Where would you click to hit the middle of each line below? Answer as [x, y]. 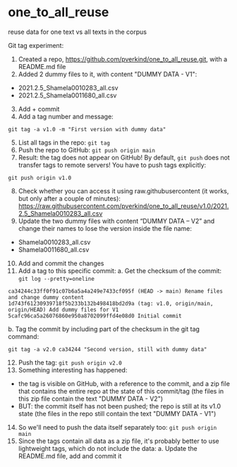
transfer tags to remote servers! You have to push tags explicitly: [112, 165]
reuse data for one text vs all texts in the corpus [78, 32]
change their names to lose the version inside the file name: [105, 228]
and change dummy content [46, 297]
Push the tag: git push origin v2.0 [70, 362]
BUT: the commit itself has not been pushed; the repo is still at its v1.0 [120, 406]
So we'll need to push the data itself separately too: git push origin [117, 427]
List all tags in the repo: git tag [64, 142]
